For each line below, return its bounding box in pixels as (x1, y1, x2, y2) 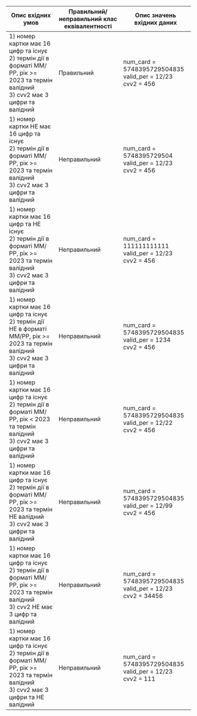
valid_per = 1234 (123, 336, 171, 344)
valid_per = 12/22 (123, 419, 173, 427)
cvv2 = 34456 (123, 592, 163, 600)
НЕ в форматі (9, 325, 47, 333)
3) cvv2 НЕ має (9, 603, 53, 611)
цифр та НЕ (9, 220, 41, 228)
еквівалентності (64, 22, 113, 30)
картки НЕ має (9, 123, 51, 130)
